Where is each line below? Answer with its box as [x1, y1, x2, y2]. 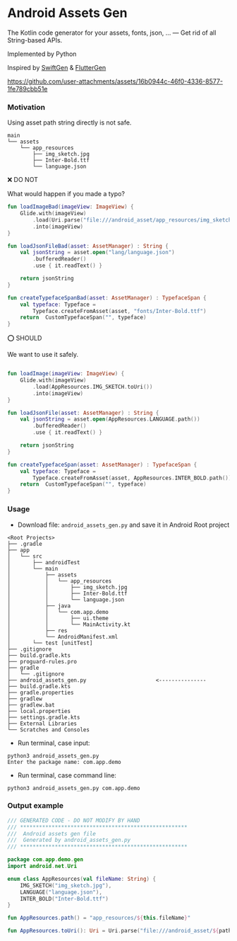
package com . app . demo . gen [7, 856, 83, 863]
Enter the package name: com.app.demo [7, 758, 121, 765]
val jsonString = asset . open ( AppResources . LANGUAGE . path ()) [20, 416, 200, 423]
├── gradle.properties [7, 689, 74, 696]
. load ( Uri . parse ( [32, 216, 83, 224]
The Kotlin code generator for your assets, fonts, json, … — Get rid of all [7, 28, 217, 37]
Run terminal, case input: [17, 738, 90, 747]
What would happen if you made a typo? [7, 190, 126, 198]
